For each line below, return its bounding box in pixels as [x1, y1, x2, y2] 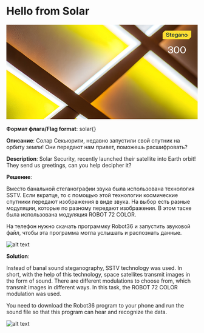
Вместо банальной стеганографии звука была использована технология [6, 185, 195, 192]
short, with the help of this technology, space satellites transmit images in [6, 271, 191, 278]
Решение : [6, 173, 32, 180]
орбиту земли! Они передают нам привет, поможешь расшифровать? [6, 143, 188, 150]
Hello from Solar [6, 4, 90, 18]
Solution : [6, 252, 30, 260]
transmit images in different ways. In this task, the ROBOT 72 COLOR [6, 283, 178, 291]
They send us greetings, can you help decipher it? [6, 161, 132, 169]
